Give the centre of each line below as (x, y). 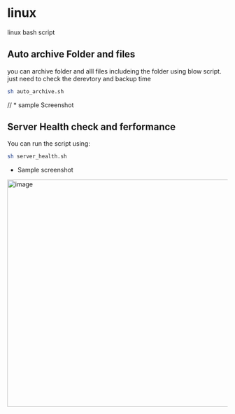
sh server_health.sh (37, 157)
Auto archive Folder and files (71, 54)
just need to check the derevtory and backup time (79, 78)
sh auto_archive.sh (36, 91)
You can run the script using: (49, 144)
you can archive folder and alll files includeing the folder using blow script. (114, 71)
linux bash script (31, 32)
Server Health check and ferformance (92, 127)
